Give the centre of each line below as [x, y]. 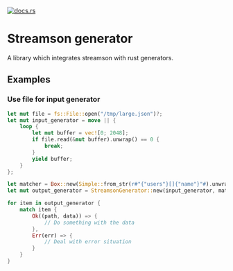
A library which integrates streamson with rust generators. [90, 58]
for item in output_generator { [54, 203]
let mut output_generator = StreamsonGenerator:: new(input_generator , [111, 191]
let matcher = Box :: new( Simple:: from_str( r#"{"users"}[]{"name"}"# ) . [110, 184]
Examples [29, 80]
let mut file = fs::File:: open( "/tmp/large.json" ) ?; [85, 114]
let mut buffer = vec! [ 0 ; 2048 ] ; [80, 133]
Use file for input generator [54, 99]
